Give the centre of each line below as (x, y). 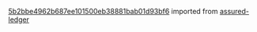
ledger (19, 20)
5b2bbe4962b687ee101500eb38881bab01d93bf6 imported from (113, 11)
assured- (234, 11)
